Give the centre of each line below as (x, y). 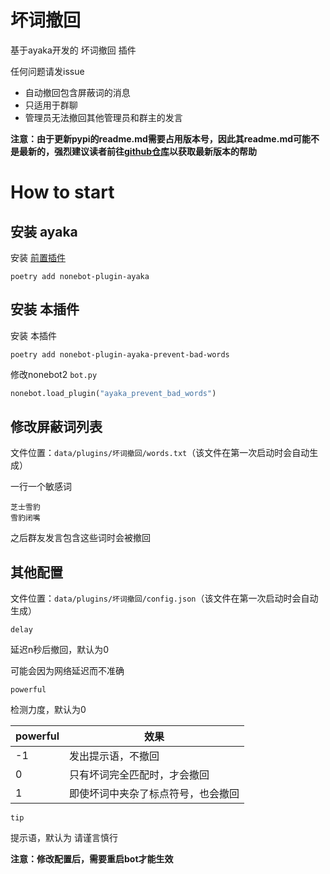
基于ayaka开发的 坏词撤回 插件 (73, 50)
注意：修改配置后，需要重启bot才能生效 (92, 859)
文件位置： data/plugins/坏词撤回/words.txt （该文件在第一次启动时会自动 (160, 453)
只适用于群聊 (51, 105)
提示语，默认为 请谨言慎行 (64, 838)
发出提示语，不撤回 (114, 756)
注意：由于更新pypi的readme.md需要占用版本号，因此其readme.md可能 (160, 138)
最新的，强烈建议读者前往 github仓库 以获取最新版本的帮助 (138, 151)
